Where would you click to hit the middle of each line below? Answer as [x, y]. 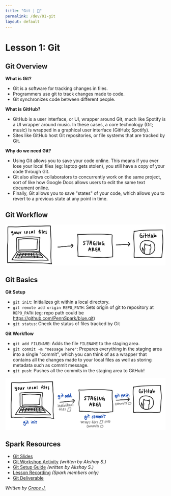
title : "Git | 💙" [24, 11]
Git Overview [26, 66]
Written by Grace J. [26, 488]
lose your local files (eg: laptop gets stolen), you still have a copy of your [89, 166]
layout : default [22, 21]
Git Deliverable [28, 478]
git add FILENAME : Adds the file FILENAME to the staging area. [76, 344]
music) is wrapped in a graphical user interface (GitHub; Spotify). [81, 130]
